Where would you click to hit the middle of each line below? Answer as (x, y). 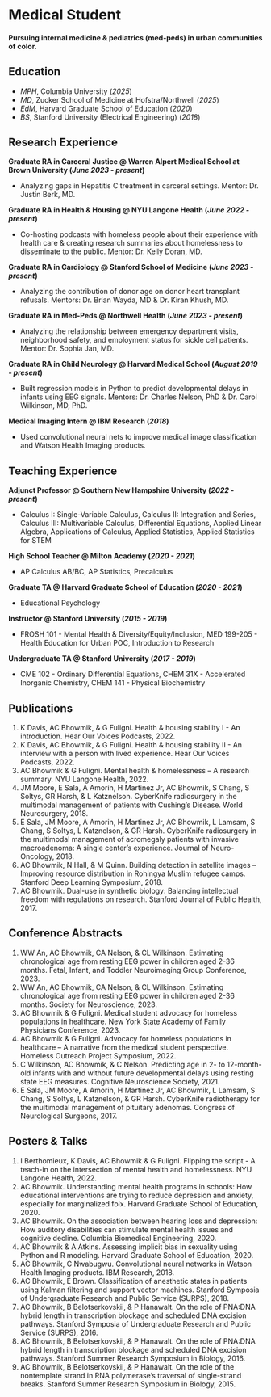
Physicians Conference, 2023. (70, 1030)
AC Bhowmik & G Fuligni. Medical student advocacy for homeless (129, 1012)
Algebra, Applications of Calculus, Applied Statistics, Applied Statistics (138, 532)
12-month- (244, 1064)
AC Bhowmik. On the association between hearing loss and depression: (139, 1221)
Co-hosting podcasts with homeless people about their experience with (139, 234)
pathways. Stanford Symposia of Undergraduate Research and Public (135, 1323)
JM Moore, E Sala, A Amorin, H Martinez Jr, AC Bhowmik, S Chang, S (135, 788)
